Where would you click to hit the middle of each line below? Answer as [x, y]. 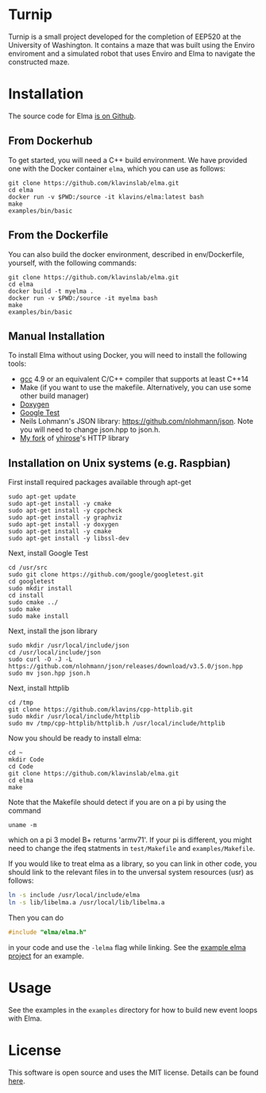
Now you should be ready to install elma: [75, 738]
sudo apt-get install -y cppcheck [66, 511]
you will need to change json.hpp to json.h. [90, 429]
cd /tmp [21, 703]
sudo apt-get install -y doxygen [64, 525]
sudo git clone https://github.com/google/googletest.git [106, 575]
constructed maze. [39, 62]
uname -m [23, 826]
